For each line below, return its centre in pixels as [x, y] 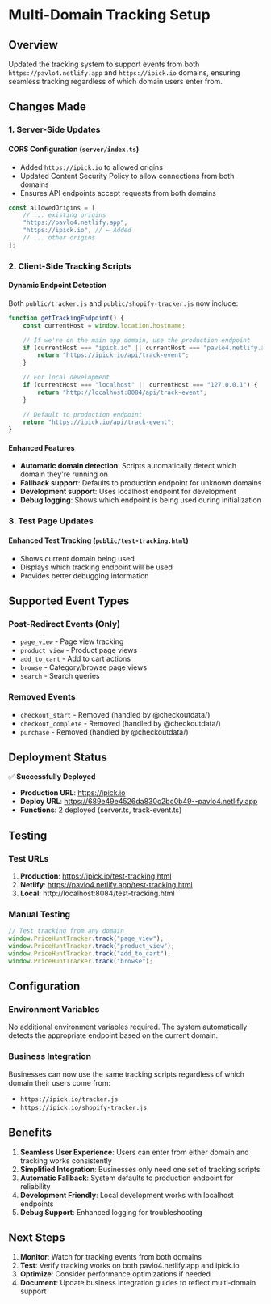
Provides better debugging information [84, 575]
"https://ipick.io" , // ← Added [77, 231]
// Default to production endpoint [83, 414]
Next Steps [37, 1237]
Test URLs [29, 858]
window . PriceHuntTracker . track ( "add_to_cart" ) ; [90, 954]
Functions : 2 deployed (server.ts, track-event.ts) [101, 810]
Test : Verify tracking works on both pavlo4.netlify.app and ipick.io [129, 1266]
